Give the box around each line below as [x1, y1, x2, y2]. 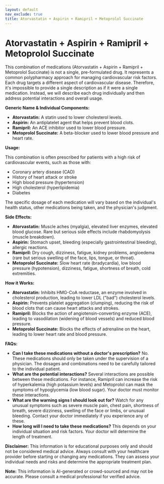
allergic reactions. [12, 244, 48, 250]
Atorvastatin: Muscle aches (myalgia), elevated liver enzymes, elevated [12, 224, 158, 230]
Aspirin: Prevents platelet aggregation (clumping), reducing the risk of [12, 300, 154, 306]
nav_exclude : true [5, 12, 43, 17]
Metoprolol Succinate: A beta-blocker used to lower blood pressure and [12, 130, 159, 136]
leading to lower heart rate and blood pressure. [12, 331, 108, 337]
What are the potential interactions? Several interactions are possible [12, 371, 154, 377]
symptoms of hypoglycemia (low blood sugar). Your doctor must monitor [12, 387, 159, 393]
